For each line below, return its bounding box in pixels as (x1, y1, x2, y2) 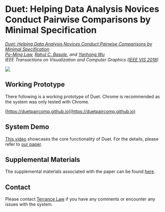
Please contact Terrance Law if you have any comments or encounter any (5, 196, 156, 202)
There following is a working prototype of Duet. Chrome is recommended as (5, 93, 160, 100)
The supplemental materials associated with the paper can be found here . (5, 168, 156, 174)
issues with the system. (5, 202, 53, 208)
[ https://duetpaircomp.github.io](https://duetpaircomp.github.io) (5, 108, 136, 114)
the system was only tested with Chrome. (5, 99, 90, 105)
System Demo (5, 123, 49, 131)
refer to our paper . (5, 141, 42, 147)
